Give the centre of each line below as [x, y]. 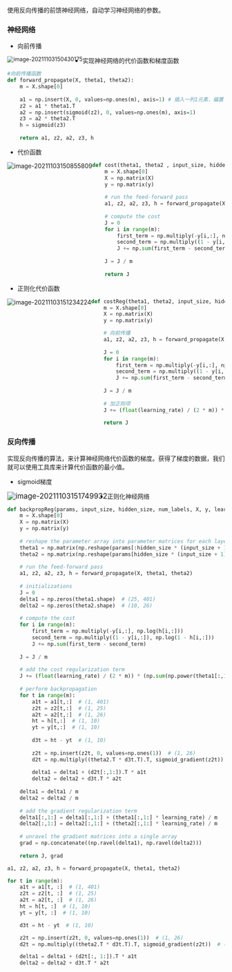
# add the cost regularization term [72, 670]
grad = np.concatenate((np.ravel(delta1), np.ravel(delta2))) [111, 843]
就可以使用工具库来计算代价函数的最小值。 [68, 467]
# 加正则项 [117, 404]
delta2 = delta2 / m [49, 798]
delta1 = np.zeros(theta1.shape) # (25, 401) [88, 599]
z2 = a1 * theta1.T [48, 106]
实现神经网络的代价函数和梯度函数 [131, 61]
